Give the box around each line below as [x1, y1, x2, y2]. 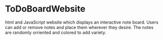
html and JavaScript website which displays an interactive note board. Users [5, 19, 159, 25]
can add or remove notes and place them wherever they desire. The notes [5, 24, 154, 30]
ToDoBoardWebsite [5, 3, 86, 14]
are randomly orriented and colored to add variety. [5, 29, 107, 35]
